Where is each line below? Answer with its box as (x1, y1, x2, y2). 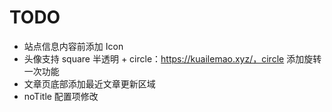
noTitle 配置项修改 (23, 90, 99, 102)
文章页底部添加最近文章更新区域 (23, 77, 156, 90)
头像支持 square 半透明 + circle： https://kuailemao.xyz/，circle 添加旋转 (23, 52, 322, 65)
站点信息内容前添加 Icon (23, 40, 124, 52)
